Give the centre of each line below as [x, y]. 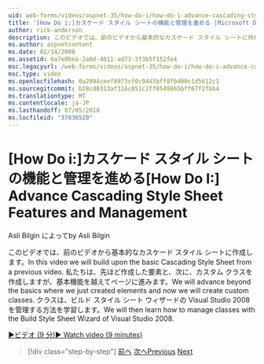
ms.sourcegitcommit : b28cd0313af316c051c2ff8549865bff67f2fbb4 [114, 88]
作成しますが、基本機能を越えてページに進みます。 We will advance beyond [130, 281]
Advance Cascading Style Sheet [116, 196]
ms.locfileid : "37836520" [50, 118]
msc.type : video [35, 74]
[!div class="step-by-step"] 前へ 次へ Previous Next [110, 351]
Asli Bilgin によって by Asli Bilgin [59, 235]
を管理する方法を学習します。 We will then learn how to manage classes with [132, 309]
